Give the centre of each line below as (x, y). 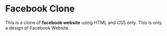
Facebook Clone (40, 9)
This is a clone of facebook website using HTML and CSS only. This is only (84, 22)
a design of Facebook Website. (37, 27)
